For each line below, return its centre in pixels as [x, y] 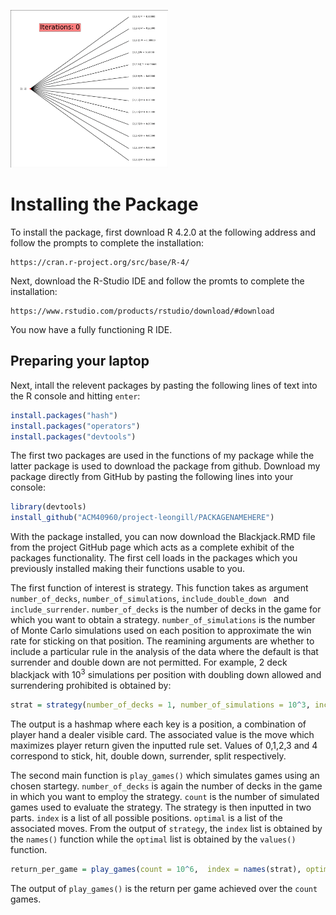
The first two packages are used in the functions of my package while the [162, 456]
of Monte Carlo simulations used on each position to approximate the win [161, 631]
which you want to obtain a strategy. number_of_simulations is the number [163, 620]
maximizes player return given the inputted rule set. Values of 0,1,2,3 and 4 [164, 745]
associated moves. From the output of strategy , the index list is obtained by [166, 828]
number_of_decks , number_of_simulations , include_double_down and [150, 599]
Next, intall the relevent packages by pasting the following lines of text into [164, 385]
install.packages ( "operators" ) [75, 426]
